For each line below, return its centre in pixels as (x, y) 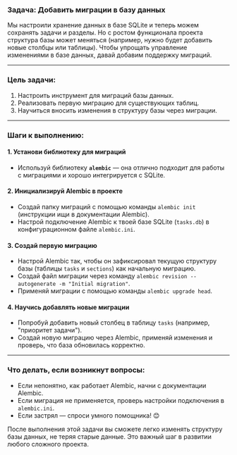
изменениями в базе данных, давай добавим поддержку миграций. (110, 55)
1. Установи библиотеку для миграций (67, 152)
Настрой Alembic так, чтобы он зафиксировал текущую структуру (117, 261)
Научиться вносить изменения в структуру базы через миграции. (117, 110)
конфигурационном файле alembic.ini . (76, 229)
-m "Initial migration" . (95, 284)
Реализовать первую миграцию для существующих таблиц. (108, 103)
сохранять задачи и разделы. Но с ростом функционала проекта (105, 32)
